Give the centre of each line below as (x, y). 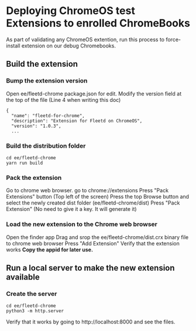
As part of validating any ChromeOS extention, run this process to (85, 39)
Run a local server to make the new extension (90, 268)
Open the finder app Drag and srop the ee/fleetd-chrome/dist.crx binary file (97, 237)
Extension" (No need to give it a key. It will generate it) (71, 209)
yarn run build (25, 163)
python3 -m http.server (35, 311)
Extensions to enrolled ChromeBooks (98, 23)
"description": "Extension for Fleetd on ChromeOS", (77, 121)
